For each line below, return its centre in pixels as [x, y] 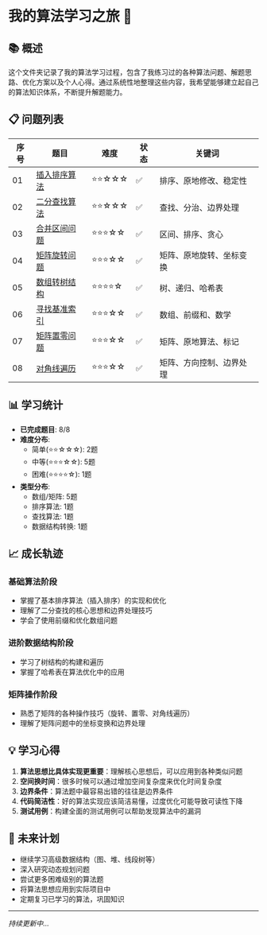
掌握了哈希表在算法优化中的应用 [72, 672]
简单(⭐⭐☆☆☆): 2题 [64, 449]
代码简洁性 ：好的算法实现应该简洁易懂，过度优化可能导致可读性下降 [131, 801]
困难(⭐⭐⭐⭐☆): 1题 [62, 474]
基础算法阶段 [33, 581]
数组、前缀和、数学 [195, 315]
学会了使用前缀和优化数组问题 [68, 620]
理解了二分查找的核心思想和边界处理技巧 [86, 611]
